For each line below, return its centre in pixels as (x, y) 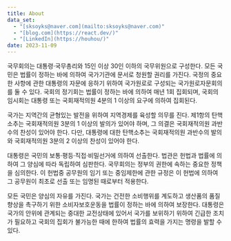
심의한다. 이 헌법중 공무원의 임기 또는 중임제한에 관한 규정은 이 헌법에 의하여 (116, 172)
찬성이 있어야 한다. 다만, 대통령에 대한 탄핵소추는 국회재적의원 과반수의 (114, 132)
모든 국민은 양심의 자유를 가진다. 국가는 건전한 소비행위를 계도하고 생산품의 (108, 196)
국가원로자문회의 (200, 83)
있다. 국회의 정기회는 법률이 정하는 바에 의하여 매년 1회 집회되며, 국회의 (123, 92)
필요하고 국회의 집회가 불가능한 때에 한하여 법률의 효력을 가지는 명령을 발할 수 (118, 222)
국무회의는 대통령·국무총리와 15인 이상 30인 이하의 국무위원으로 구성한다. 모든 (111, 66)
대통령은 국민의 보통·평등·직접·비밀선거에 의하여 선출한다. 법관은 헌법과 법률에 (111, 155)
